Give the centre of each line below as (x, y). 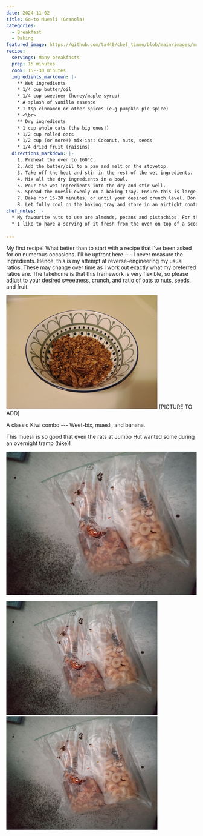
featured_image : (27, 45)
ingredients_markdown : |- (44, 77)
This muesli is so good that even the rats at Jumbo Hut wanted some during (101, 437)
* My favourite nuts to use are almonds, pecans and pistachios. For (101, 217)
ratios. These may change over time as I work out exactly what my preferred (101, 267)
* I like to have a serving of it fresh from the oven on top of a (98, 224)
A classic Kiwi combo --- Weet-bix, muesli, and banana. (76, 425)
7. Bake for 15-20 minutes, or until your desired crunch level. (101, 198)
